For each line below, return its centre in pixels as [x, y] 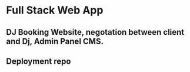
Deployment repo [39, 61]
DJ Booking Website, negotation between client [95, 32]
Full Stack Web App [55, 10]
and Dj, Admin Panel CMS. [55, 41]
